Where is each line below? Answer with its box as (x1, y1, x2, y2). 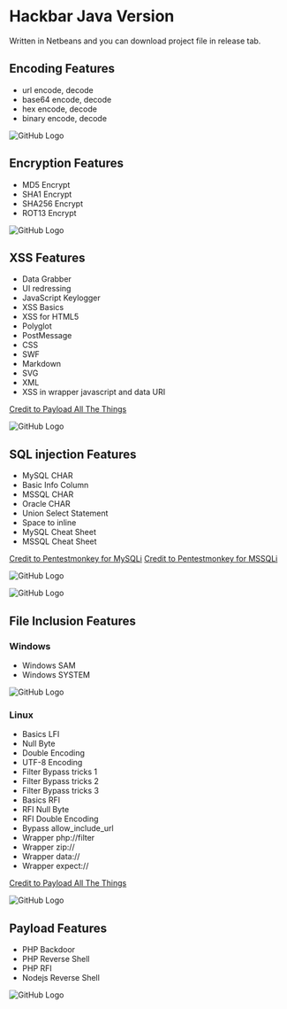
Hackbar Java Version (9, 6, 175, 27)
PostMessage (21, 330, 72, 341)
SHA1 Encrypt (21, 189, 72, 199)
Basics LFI (21, 729, 60, 740)
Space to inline (21, 517, 77, 528)
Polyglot (21, 321, 53, 331)
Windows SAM (21, 660, 77, 671)
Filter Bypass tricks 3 (21, 786, 100, 796)
